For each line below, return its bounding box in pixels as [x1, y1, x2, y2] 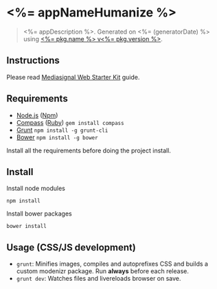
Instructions [6, 55, 60, 67]
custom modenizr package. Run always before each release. [16, 267, 190, 275]
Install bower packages [6, 209, 73, 218]
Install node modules [6, 184, 66, 193]
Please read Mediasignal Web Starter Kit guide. [6, 73, 140, 81]
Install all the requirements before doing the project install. [6, 146, 171, 154]
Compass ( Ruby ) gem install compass [16, 118, 124, 126]
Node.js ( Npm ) [16, 111, 58, 119]
